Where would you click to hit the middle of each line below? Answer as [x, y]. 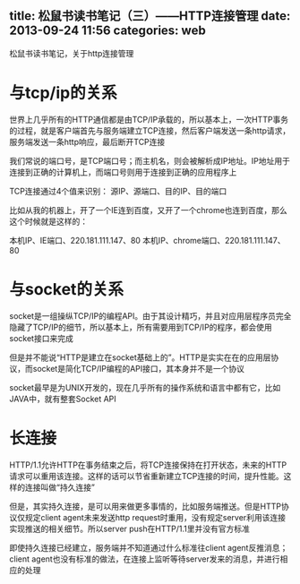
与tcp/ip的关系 [64, 93]
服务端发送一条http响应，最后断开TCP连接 [87, 142]
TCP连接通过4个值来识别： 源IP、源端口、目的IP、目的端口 [118, 191]
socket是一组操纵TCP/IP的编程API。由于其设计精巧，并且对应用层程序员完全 [150, 315]
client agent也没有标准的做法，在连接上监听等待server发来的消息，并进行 [145, 559]
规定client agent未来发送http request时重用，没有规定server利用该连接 [155, 517]
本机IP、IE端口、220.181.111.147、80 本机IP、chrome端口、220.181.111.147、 [147, 240]
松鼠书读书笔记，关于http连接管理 [72, 53]
